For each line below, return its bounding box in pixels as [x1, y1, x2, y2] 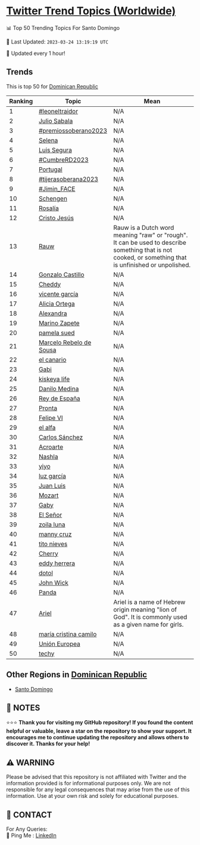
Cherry [38, 549, 58, 557]
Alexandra [38, 309, 67, 317]
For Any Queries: [6, 825, 48, 832]
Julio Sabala [38, 116, 73, 125]
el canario [38, 355, 67, 363]
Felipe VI [38, 414, 64, 422]
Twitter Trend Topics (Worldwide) [6, 4, 176, 18]
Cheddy [38, 280, 61, 288]
